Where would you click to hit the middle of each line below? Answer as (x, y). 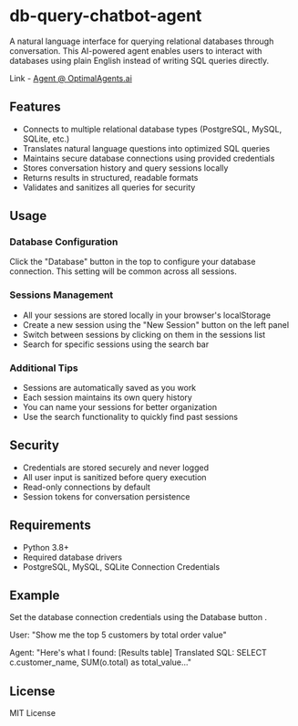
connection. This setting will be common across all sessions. (123, 271)
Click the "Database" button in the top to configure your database (133, 262)
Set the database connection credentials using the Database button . (138, 617)
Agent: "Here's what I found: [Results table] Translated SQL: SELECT (138, 653)
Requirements (50, 526)
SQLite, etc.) (46, 139)
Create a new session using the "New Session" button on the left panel (156, 324)
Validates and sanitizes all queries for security (109, 187)
